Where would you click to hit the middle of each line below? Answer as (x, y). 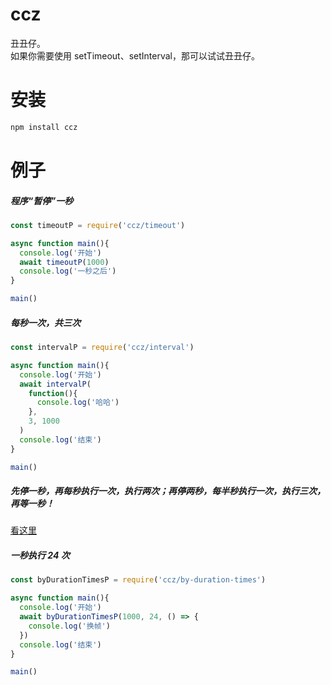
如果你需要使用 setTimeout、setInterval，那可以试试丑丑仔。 (135, 55)
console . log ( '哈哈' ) (78, 403)
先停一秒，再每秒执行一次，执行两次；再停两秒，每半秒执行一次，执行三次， (168, 491)
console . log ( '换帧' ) (69, 626)
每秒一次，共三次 (45, 322)
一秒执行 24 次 (40, 555)
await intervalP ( (55, 384)
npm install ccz (44, 127)
